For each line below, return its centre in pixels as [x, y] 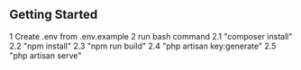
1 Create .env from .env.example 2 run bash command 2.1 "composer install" [151, 36]
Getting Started [54, 15]
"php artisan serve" [46, 55]
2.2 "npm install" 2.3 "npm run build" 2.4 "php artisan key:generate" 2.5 [143, 46]
